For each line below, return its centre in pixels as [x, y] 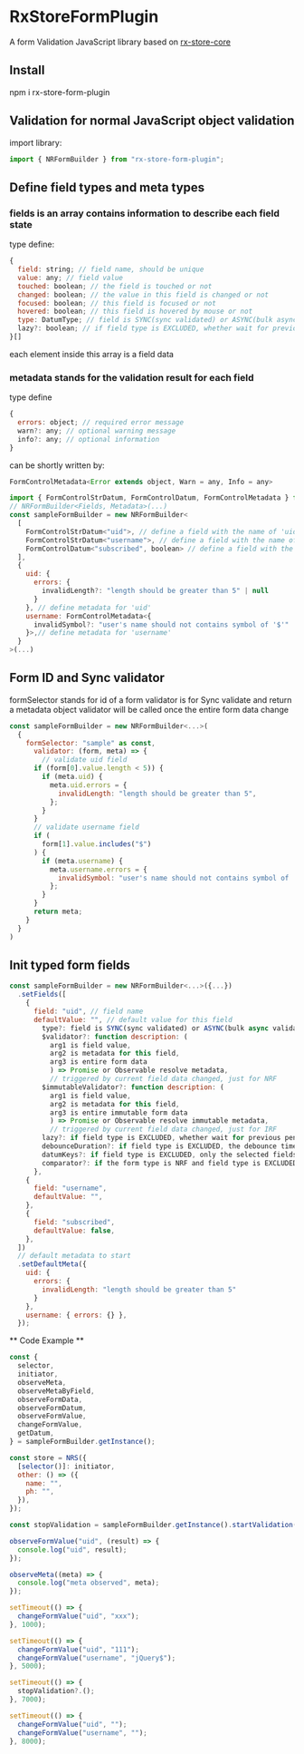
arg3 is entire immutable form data [119, 1113]
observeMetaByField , [56, 1391]
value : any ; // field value [71, 278]
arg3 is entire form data [98, 1062]
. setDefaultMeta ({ [52, 1264]
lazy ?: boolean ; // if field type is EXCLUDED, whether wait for [143, 328]
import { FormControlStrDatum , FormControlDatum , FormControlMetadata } [149, 498]
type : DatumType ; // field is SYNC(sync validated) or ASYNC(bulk [145, 320]
